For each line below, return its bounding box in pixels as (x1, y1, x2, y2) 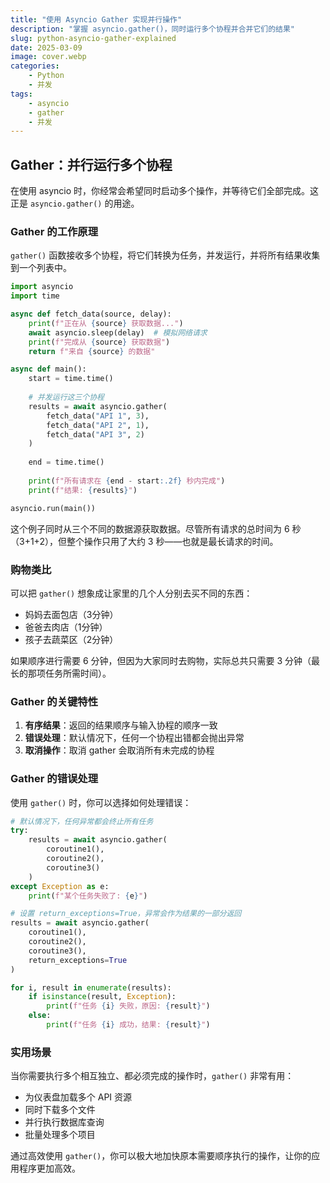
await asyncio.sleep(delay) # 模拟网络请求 (28, 327, 208, 338)
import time (10, 291, 60, 301)
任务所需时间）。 (44, 667, 112, 679)
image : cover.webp (10, 52, 87, 62)
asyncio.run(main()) (10, 503, 97, 513)
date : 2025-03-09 (10, 42, 83, 53)
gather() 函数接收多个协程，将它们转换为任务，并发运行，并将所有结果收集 (10, 249, 321, 261)
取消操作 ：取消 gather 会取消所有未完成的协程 (24, 744, 215, 756)
